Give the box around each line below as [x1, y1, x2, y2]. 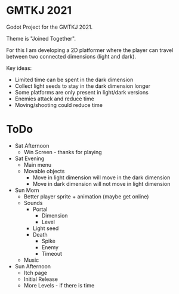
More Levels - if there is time [23, 281, 95, 289]
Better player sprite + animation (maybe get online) [23, 192, 149, 200]
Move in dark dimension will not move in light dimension [32, 180, 171, 187]
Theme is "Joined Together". [6, 35, 76, 42]
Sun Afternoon [14, 262, 51, 269]
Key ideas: [6, 64, 32, 72]
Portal [32, 206, 48, 213]
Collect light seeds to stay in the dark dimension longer [14, 82, 151, 90]
